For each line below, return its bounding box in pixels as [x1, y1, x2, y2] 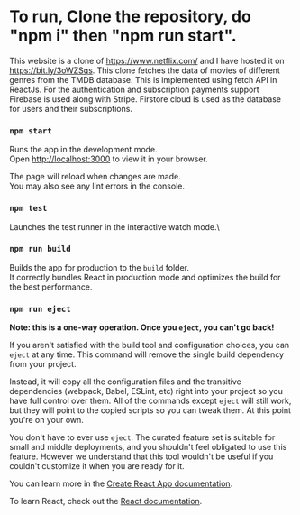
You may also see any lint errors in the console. [9, 180, 185, 191]
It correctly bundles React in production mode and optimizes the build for [9, 271, 281, 282]
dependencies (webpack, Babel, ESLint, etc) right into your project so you [9, 386, 284, 397]
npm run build [9, 244, 71, 254]
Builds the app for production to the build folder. [9, 262, 190, 272]
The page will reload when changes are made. [9, 171, 182, 182]
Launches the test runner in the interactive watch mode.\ [9, 221, 221, 232]
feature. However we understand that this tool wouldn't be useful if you [9, 451, 274, 462]
